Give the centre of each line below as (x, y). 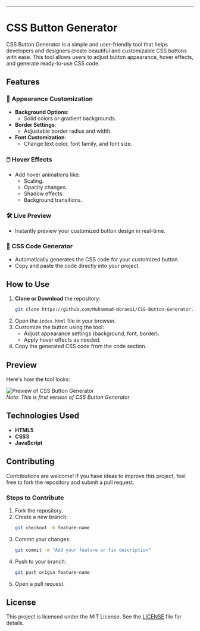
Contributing (30, 462)
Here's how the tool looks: (38, 379)
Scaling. (34, 181)
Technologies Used (43, 416)
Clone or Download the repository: (58, 299)
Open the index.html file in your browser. (65, 321)
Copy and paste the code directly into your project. (77, 265)
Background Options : (42, 112)
